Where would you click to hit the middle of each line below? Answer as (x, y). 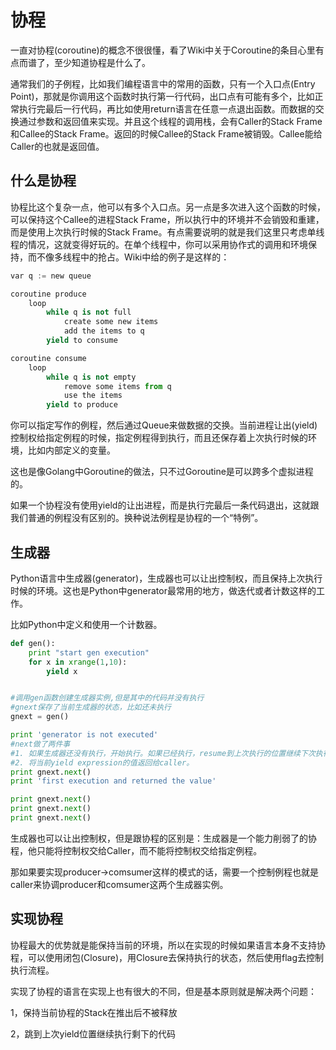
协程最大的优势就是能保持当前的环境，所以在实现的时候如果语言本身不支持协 (168, 945)
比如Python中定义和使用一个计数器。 (86, 624)
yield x (62, 671)
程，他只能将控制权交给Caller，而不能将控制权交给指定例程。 (136, 850)
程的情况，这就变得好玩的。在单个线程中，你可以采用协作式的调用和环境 (159, 244)
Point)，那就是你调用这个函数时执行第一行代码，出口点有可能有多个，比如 (162, 96)
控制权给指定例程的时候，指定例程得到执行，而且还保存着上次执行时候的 (159, 438)
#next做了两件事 (40, 744)
